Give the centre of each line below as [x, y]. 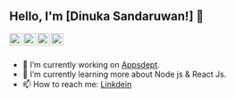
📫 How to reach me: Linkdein [77, 84]
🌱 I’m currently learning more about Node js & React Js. [124, 74]
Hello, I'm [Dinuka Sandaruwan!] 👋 [107, 16]
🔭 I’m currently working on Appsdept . [91, 64]
